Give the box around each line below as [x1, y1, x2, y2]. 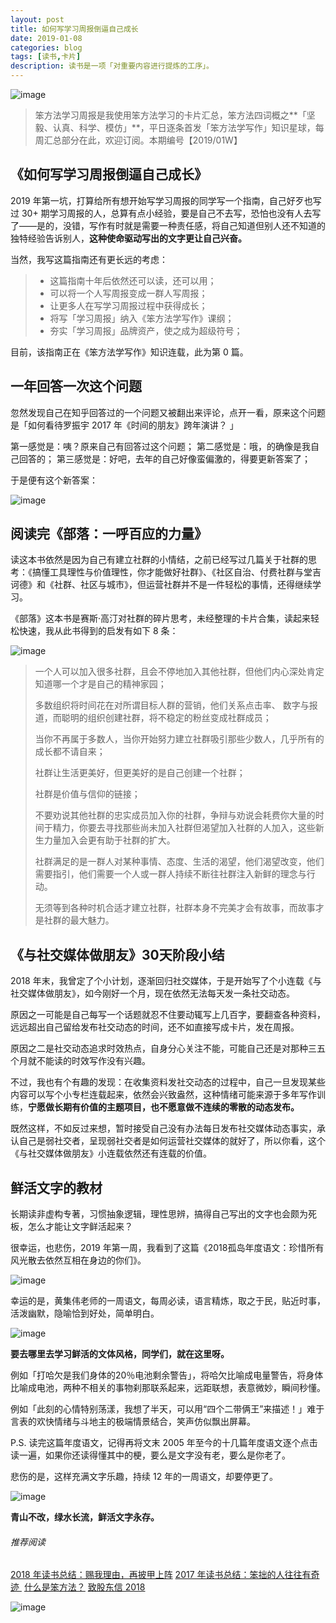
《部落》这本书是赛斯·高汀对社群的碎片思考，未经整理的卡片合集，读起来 [10, 612, 312, 625]
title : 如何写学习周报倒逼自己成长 [10, 24, 139, 34]
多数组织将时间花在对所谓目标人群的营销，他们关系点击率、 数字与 [34, 699, 310, 711]
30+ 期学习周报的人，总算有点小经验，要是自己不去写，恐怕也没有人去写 [21, 207, 322, 219]
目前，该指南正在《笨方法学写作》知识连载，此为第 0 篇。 [10, 346, 249, 358]
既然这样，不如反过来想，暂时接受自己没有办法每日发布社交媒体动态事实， [10, 1122, 317, 1135]
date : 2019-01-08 [10, 33, 83, 43]
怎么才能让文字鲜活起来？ [27, 1221, 133, 1233]
